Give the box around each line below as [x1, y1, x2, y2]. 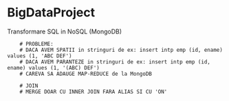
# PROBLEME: [19, 40, 54, 47]
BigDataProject [7, 5, 95, 20]
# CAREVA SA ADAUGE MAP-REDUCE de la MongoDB [19, 70, 153, 77]
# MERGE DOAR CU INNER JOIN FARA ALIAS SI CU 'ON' [19, 88, 168, 95]
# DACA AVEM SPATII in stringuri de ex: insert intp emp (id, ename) [19, 46, 223, 53]
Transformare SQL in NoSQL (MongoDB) [7, 27, 122, 35]
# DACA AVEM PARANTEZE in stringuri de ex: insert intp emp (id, [19, 58, 211, 66]
